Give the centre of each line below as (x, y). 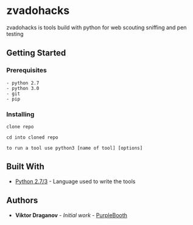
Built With (25, 167)
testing (15, 33)
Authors (22, 200)
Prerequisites (26, 71)
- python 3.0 (23, 88)
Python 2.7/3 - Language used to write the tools (75, 181)
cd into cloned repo (33, 137)
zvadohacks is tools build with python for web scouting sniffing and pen (96, 27)
